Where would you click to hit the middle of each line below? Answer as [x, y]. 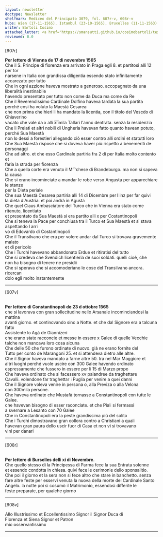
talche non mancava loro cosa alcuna [42, 343]
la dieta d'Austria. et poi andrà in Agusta [45, 200]
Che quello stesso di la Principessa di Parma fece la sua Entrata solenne [77, 465]
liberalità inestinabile [25, 91]
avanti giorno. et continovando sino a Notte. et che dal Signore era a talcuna [81, 322]
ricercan [13, 273]
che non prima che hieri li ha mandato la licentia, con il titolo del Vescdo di [79, 112]
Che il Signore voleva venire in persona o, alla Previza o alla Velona [72, 384]
